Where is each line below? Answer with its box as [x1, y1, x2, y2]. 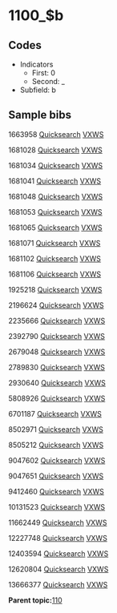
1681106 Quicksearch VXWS [8, 269, 102, 279]
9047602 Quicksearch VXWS [8, 455, 106, 465]
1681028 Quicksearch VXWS [8, 145, 103, 155]
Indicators [19, 59, 54, 69]
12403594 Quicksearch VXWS [8, 548, 109, 559]
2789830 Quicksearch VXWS [8, 362, 106, 372]
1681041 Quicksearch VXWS [8, 175, 102, 186]
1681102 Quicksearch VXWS [8, 253, 102, 263]
